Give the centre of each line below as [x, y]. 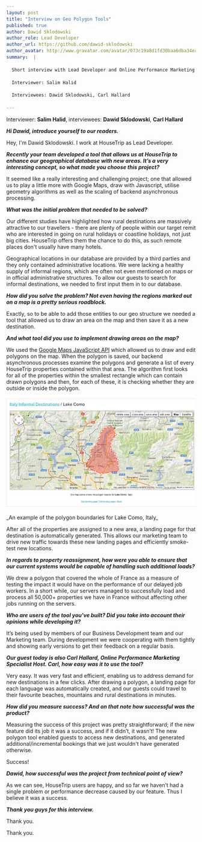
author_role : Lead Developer [43, 38]
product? [18, 713]
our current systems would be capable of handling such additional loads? [101, 566]
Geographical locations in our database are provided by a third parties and [98, 258]
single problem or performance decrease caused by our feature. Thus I [94, 791]
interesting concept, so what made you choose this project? [83, 167]
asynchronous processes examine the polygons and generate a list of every [100, 362]
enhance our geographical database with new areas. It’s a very [87, 161]
